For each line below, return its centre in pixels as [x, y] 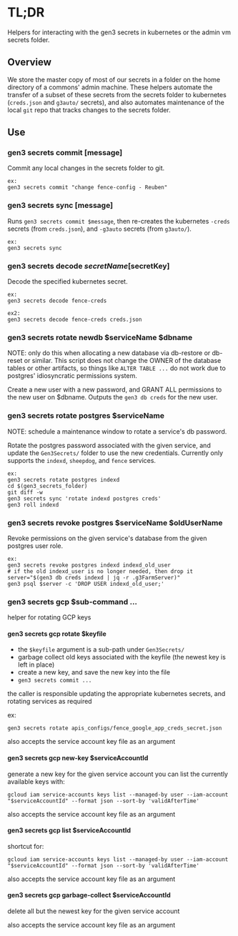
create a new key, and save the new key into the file [94, 672]
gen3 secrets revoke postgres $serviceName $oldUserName [115, 522]
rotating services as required [50, 702]
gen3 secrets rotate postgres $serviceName [86, 416]
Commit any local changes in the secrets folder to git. [86, 168]
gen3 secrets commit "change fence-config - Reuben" [88, 188]
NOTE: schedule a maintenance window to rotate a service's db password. [117, 431]
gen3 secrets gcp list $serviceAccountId [69, 830]
